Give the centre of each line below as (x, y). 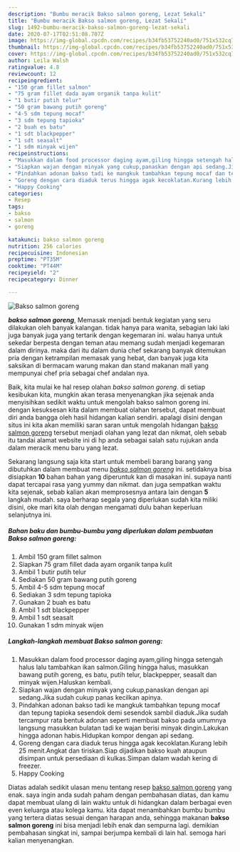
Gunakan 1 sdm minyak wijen (61, 625)
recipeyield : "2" (34, 273)
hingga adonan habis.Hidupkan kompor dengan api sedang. (106, 735)
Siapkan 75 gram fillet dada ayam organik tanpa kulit (95, 564)
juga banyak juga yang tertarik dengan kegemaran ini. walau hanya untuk (115, 335)
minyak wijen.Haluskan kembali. (65, 682)
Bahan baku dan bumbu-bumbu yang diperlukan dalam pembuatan (111, 531)
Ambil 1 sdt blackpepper (54, 610)
